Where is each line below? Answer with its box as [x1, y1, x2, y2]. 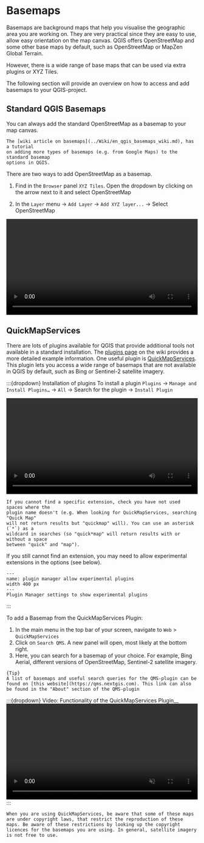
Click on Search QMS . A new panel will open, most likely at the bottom [15, 638, 187, 646]
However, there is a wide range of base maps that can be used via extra [6, 61, 186, 69]
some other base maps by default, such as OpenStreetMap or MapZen [6, 43, 183, 51]
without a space [6, 536, 47, 542]
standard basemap [6, 154, 50, 160]
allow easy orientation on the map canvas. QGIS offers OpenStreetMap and [6, 37, 194, 44]
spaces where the [6, 504, 50, 510]
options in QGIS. [6, 159, 50, 166]
